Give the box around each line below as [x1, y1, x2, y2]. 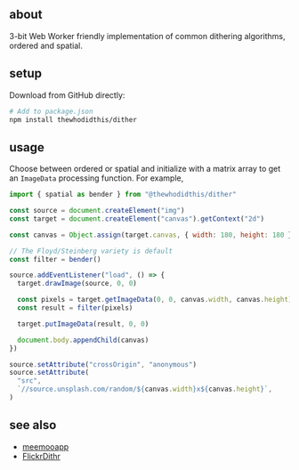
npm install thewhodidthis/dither [9, 115, 138, 124]
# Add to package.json [9, 107, 93, 116]
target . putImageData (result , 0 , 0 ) [17, 320, 149, 328]
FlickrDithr [21, 450, 61, 461]
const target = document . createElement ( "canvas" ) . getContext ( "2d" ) [9, 214, 265, 223]
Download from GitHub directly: [9, 89, 125, 101]
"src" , [17, 377, 42, 385]
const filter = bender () [9, 255, 101, 263]
